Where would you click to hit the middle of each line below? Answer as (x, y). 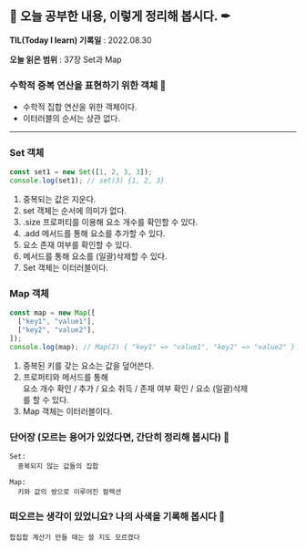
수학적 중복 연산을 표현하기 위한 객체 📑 (88, 85)
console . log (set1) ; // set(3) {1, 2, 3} (87, 181)
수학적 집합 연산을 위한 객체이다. (80, 107)
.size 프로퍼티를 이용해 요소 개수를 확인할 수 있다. (110, 223)
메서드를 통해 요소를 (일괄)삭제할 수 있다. (95, 256)
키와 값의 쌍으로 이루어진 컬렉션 (70, 492)
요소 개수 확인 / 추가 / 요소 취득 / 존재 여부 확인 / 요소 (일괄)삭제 (135, 388)
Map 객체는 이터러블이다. (67, 411)
